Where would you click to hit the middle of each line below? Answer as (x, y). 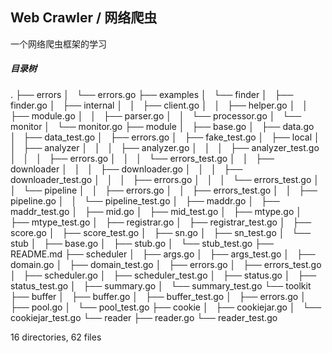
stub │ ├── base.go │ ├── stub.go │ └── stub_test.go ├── (142, 243)
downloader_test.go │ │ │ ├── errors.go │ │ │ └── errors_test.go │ (165, 179)
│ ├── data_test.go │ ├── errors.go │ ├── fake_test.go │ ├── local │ (165, 137)
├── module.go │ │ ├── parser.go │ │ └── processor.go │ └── (156, 115)
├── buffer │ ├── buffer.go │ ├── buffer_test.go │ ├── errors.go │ (158, 296)
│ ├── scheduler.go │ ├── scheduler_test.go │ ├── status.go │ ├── (163, 275)
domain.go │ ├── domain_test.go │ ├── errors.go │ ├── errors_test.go (166, 264)
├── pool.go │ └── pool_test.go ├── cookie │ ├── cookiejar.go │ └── (166, 307)
